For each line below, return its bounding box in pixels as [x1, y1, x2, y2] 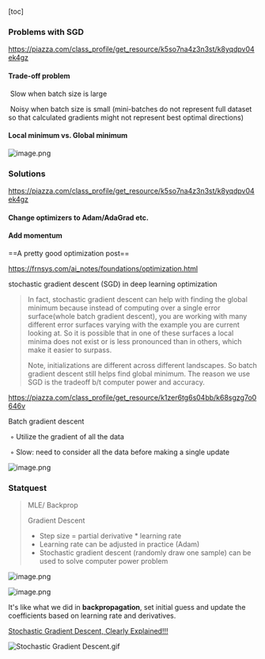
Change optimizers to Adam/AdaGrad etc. [8, 213, 149, 222]
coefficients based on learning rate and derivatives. [8, 611, 176, 621]
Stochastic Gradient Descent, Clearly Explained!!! [8, 626, 168, 636]
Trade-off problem [8, 71, 70, 80]
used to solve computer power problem [39, 557, 168, 566]
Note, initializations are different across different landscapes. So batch [27, 360, 257, 370]
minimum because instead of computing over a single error [27, 303, 221, 312]
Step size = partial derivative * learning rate [39, 531, 182, 541]
